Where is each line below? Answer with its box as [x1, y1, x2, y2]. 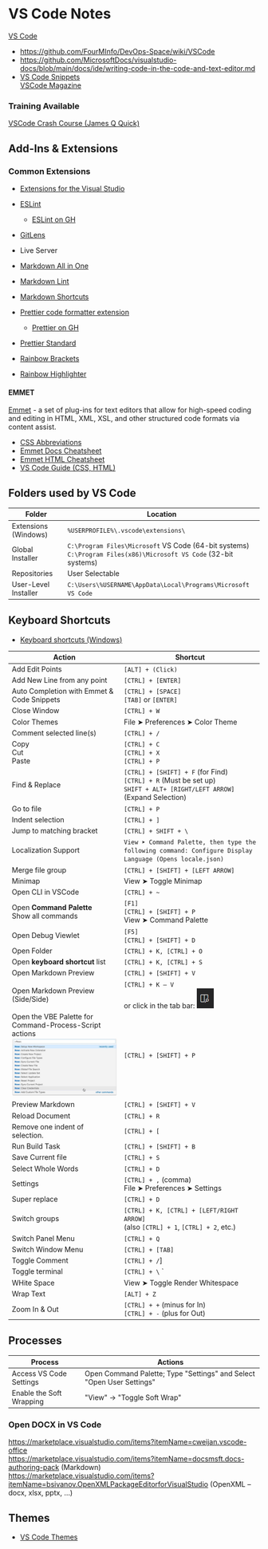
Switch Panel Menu [11, 1233, 76, 1243]
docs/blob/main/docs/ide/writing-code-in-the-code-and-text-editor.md [19, 63, 256, 73]
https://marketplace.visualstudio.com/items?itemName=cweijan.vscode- [8, 1437, 247, 1447]
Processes [8, 1334, 62, 1347]
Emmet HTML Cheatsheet [19, 455, 105, 464]
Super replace [11, 1194, 58, 1204]
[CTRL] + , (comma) [123, 1174, 191, 1184]
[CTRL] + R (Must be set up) [123, 775, 216, 786]
